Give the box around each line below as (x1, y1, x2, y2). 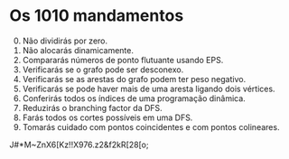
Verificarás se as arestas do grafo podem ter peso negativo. (22, 73, 247, 84)
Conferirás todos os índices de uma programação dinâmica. (22, 92, 246, 104)
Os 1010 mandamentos (9, 5, 184, 26)
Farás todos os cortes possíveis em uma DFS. (22, 112, 193, 123)
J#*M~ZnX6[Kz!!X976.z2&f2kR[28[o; (9, 139, 149, 150)
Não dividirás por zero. (22, 35, 108, 46)
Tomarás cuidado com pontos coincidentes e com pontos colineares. (22, 121, 280, 132)
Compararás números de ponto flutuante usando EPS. (22, 54, 224, 65)
